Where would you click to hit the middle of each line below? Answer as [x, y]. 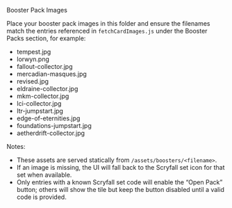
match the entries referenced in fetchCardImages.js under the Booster [107, 31]
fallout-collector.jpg [44, 66]
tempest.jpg [34, 52]
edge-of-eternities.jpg [48, 118]
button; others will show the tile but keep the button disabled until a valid [121, 190]
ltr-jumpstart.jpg [40, 111]
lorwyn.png [33, 59]
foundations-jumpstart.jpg [54, 126]
